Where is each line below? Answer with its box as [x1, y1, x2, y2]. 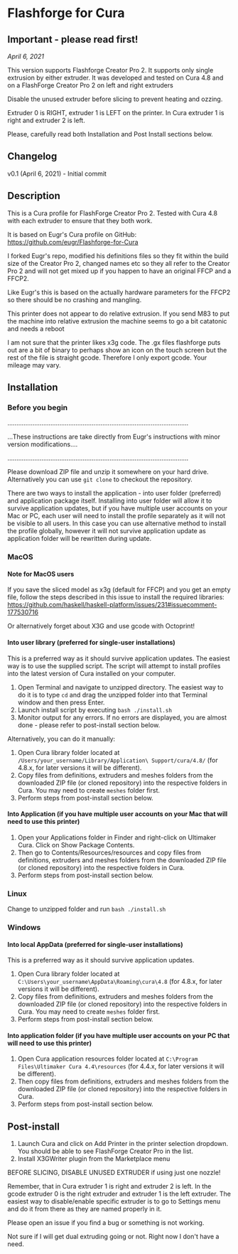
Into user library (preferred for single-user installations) [7, 638, 175, 647]
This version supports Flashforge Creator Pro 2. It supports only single [7, 66, 214, 74]
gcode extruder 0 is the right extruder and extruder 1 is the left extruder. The [7, 1189, 231, 1199]
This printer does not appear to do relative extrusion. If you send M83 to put [7, 309, 230, 318]
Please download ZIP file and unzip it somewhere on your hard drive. [7, 468, 209, 476]
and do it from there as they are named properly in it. [7, 1205, 162, 1213]
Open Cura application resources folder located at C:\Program [17, 1054, 198, 1063]
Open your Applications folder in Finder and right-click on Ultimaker [17, 833, 217, 842]
